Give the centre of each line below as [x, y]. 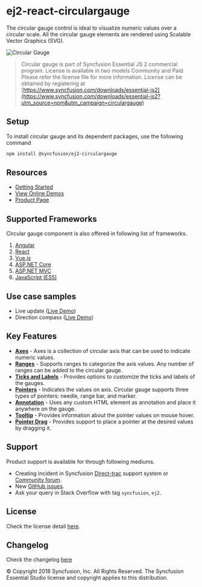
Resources [27, 173]
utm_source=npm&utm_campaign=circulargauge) [83, 102]
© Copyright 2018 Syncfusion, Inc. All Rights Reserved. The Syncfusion [95, 571]
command [19, 143]
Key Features [32, 336]
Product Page [32, 200]
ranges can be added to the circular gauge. [69, 370]
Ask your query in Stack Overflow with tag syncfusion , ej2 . [88, 492]
